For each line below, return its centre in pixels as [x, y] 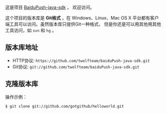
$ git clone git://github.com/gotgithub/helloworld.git [64, 106]
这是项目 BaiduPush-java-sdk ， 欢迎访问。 [50, 7]
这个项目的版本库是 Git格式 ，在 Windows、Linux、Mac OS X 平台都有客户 [82, 18]
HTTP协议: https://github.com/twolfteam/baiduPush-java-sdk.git [81, 60]
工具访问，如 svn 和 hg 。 [31, 30]
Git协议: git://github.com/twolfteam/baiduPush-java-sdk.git [76, 67]
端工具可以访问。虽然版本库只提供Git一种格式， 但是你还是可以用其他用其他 [83, 24]
